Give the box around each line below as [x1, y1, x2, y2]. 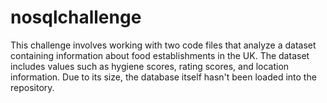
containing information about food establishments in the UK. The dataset [10, 49, 310, 61]
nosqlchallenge [10, 6, 142, 29]
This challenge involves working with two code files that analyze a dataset [10, 39, 317, 51]
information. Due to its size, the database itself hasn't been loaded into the [10, 71, 317, 83]
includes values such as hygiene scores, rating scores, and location [10, 60, 290, 72]
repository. [10, 81, 55, 93]
